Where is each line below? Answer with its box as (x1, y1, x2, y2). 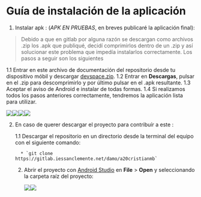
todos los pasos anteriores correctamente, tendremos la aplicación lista (6, 92, 183, 99)
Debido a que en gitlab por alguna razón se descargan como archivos (20, 35, 194, 43)
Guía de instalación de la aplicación (6, 4, 186, 18)
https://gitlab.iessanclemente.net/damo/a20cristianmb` (14, 156, 158, 162)
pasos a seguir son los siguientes (20, 54, 104, 62)
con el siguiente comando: (14, 139, 81, 146)
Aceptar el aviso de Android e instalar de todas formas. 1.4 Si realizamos (6, 85, 185, 92)
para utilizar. (6, 98, 37, 105)
